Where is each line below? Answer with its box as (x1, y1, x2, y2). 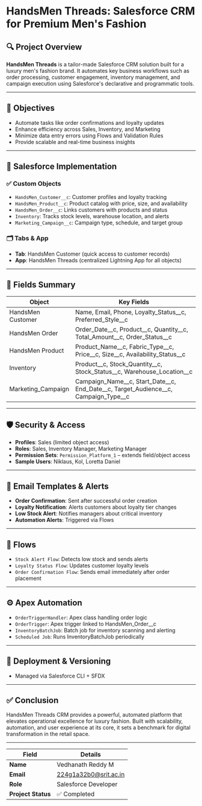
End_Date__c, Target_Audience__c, (75, 385, 173, 393)
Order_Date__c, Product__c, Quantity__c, (75, 325, 188, 333)
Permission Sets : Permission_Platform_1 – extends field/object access (14, 452, 191, 459)
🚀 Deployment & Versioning (6, 656, 111, 667)
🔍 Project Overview (6, 42, 82, 52)
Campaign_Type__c (75, 392, 130, 400)
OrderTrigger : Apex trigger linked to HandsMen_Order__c (14, 620, 157, 628)
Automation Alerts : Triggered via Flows (14, 517, 114, 524)
